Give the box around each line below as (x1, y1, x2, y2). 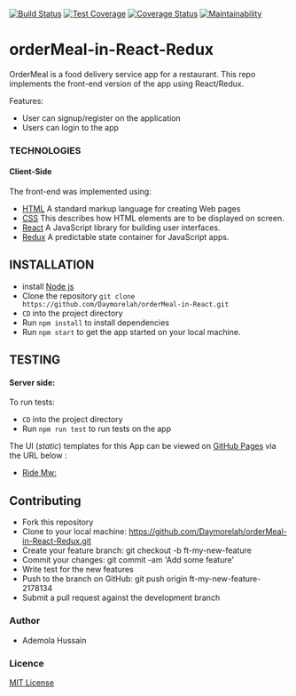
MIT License (9, 676, 55, 688)
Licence (9, 657, 44, 669)
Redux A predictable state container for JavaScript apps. (21, 232, 230, 243)
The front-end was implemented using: (9, 187, 152, 197)
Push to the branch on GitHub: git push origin (21, 573, 188, 584)
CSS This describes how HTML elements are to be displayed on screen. (21, 213, 285, 224)
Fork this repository (21, 516, 94, 528)
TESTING (9, 352, 61, 368)
